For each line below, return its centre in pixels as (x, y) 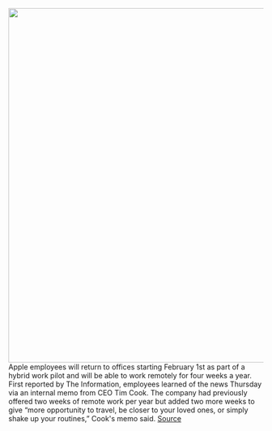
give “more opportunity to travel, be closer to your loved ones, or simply (128, 410)
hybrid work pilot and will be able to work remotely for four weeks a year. (130, 376)
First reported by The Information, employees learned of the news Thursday (135, 384)
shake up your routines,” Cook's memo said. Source (95, 418)
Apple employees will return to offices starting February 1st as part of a (127, 367)
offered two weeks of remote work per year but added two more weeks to (132, 401)
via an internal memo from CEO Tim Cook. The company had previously (128, 393)
